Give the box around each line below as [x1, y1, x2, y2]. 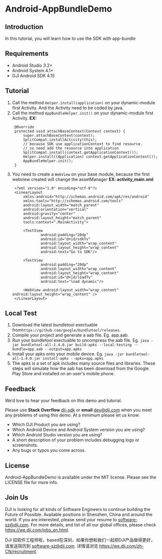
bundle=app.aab [12, 347, 43, 352]
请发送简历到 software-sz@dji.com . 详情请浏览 [5, 543, 98, 549]
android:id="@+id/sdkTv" [40, 237, 91, 241]
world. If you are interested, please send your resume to [5, 516, 117, 522]
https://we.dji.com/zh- [99, 543, 144, 549]
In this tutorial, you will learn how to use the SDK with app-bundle [5, 35, 136, 41]
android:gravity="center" [23, 211, 76, 216]
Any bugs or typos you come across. [12, 447, 86, 453]
